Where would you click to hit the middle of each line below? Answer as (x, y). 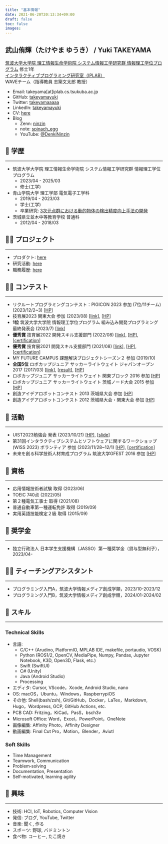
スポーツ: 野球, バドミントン (41, 830)
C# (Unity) (30, 671)
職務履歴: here (27, 269)
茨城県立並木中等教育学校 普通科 (46, 217)
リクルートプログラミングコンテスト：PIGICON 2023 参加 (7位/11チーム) (87, 304)
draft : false (19, 19)
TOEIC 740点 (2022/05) (37, 495)
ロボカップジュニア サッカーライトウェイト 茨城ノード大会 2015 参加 (83, 382)
